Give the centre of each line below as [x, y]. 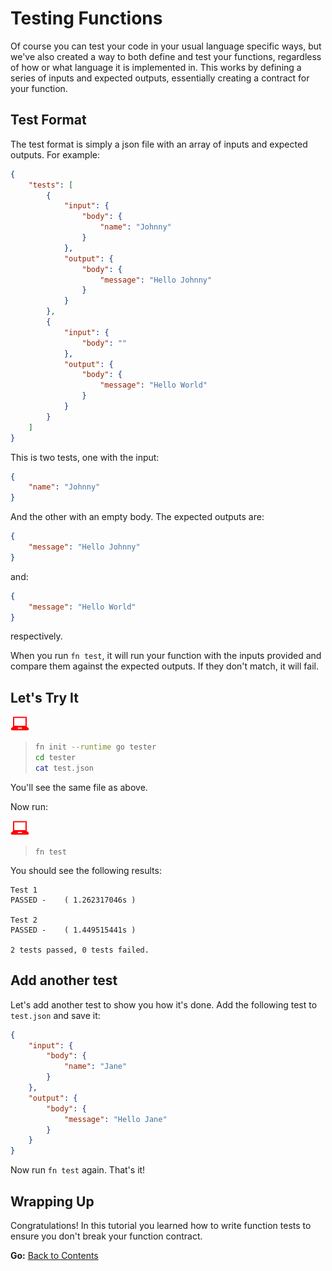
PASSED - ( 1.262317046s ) [73, 900]
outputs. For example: [55, 154]
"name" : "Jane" [95, 1067]
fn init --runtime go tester [95, 747]
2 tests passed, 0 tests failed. [80, 950]
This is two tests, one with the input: [85, 457]
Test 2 [24, 920]
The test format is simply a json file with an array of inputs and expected [159, 144]
